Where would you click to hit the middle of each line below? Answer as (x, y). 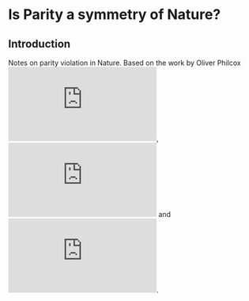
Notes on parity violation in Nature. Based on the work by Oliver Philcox (124, 63)
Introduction (40, 44)
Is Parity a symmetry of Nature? (115, 15)
